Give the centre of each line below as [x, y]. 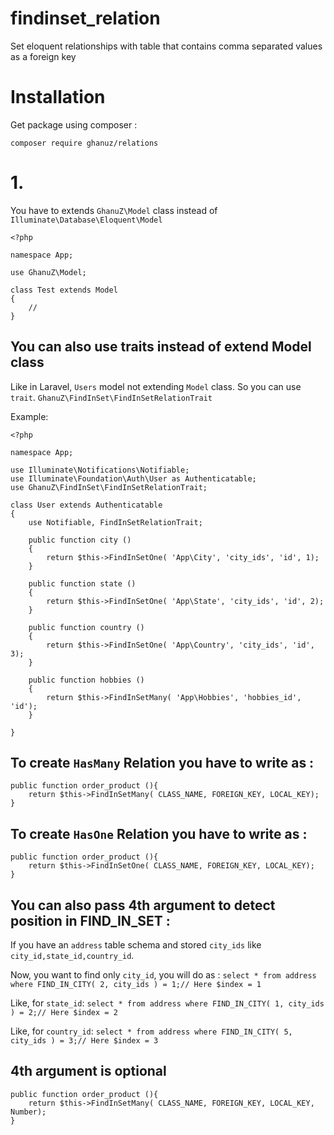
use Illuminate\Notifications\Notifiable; [100, 470]
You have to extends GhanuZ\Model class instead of [114, 210]
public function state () [82, 583]
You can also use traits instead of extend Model [161, 347]
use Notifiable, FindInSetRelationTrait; [115, 522]
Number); [28, 1112]
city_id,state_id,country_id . [72, 956]
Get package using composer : [74, 124]
